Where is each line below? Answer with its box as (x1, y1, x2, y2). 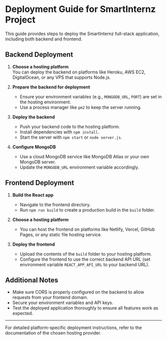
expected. (12, 311, 33, 317)
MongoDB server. (19, 159, 56, 165)
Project (5, 14, 36, 25)
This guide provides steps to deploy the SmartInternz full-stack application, (5, 30, 160, 36)
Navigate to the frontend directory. (19, 201, 91, 208)
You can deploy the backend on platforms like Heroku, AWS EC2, (12, 69, 146, 75)
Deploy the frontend (12, 241, 55, 247)
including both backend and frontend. (5, 36, 83, 42)
